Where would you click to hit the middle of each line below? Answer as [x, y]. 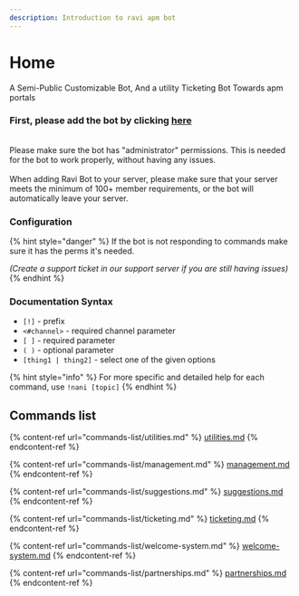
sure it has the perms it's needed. [72, 251]
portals [23, 97]
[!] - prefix [43, 322]
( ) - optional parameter [68, 351]
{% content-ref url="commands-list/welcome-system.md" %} [125, 546]
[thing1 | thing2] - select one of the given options [119, 360]
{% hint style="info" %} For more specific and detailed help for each [137, 378]
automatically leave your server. [69, 198]
